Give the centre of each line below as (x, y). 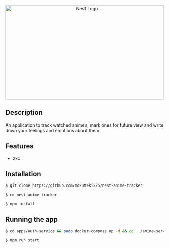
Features (19, 146)
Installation (23, 174)
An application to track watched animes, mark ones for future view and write (84, 125)
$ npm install (20, 204)
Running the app (31, 220)
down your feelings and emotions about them (52, 130)
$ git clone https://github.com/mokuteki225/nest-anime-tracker (74, 186)
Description (24, 113)
